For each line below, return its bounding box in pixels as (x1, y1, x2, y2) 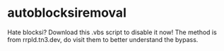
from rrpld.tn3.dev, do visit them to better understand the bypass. (7, 35, 199, 43)
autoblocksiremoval (7, 5, 127, 21)
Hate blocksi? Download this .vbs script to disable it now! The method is (7, 28, 217, 36)
